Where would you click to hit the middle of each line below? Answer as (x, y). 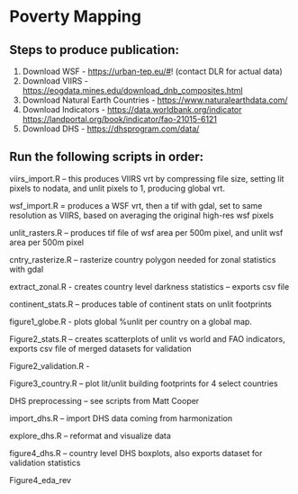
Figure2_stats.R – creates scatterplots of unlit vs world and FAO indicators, (147, 338)
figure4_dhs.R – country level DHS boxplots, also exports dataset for (136, 453)
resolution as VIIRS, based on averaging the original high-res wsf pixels (142, 215)
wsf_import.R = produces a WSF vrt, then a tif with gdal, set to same (136, 205)
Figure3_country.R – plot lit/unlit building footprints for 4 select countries (144, 383)
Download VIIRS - (55, 81)
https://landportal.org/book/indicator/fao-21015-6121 (120, 119)
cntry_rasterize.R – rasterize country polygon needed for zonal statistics (143, 259)
